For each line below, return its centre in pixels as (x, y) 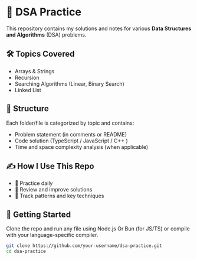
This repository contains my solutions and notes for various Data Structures (99, 28)
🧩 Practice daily (34, 183)
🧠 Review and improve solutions (53, 190)
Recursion (27, 77)
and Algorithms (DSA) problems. (46, 34)
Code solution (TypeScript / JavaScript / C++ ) (71, 141)
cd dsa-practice (26, 251)
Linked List (28, 90)
